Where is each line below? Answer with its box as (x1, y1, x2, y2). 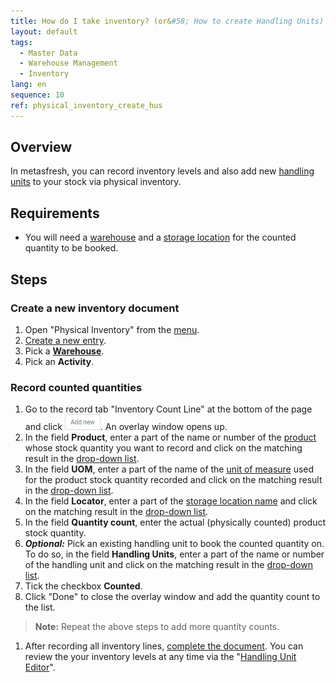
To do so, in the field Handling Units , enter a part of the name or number (24, 548, 325, 560)
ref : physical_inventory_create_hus (10, 100, 163, 110)
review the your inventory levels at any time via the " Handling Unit (24, 651, 297, 663)
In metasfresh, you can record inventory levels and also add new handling (10, 165, 315, 177)
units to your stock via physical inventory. (10, 176, 182, 188)
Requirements (10, 205, 100, 222)
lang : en (10, 80, 47, 90)
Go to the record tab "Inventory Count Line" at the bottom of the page (24, 403, 313, 415)
